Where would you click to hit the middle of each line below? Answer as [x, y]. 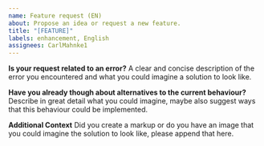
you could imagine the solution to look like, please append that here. [121, 134]
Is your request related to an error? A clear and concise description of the [132, 68]
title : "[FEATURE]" [41, 30]
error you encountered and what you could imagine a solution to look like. [130, 77]
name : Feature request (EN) [55, 16]
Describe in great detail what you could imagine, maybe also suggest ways [132, 101]
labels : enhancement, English [59, 38]
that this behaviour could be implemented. [78, 110]
